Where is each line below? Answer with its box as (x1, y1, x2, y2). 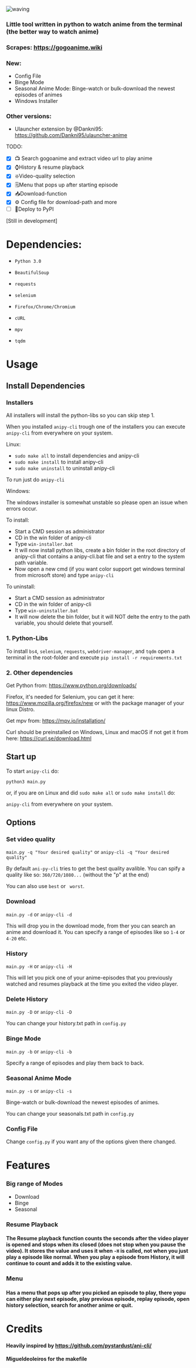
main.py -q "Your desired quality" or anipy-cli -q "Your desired (6, 849, 169, 856)
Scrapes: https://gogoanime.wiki (6, 43, 103, 51)
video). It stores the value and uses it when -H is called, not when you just (6, 1247, 189, 1254)
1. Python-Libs (6, 634, 48, 642)
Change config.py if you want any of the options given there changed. (6, 1138, 177, 1145)
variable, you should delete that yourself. (14, 619, 113, 626)
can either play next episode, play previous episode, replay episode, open (6, 1295, 190, 1302)
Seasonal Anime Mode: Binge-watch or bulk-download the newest (14, 85, 175, 92)
